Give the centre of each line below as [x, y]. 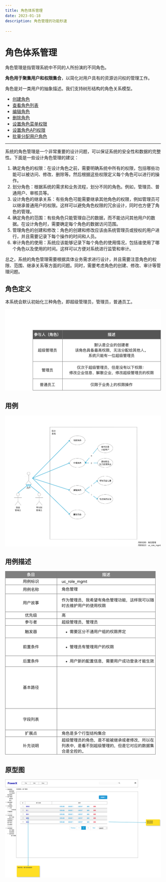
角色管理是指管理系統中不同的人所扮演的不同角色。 [57, 67]
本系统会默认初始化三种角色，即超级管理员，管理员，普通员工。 [70, 302]
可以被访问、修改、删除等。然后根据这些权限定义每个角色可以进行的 [86, 175]
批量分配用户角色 [30, 136]
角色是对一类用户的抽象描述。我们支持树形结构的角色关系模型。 [70, 89]
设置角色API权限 [29, 130]
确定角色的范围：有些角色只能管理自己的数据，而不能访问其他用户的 [82, 218]
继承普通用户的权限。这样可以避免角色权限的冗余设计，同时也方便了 [86, 205]
